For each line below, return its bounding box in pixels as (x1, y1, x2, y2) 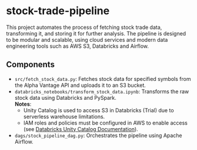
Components (6, 60, 55, 70)
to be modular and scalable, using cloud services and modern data (6, 36, 168, 43)
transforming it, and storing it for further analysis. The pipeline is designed (6, 30, 186, 37)
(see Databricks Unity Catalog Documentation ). (23, 125, 138, 132)
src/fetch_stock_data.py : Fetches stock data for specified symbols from (14, 75, 191, 82)
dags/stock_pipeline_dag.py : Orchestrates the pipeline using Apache (14, 132, 182, 139)
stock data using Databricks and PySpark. (14, 94, 116, 101)
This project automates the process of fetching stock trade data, (6, 24, 162, 31)
